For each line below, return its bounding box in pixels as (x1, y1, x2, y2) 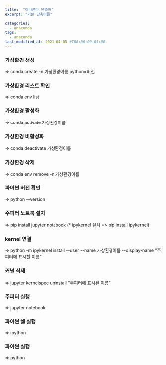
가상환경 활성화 (5, 107, 40, 114)
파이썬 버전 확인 (5, 184, 41, 191)
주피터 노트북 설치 (5, 209, 46, 216)
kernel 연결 (5, 235, 31, 242)
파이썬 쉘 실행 (5, 318, 36, 325)
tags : (5, 30, 16, 35)
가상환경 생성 (5, 57, 35, 63)
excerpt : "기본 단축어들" (5, 12, 53, 17)
